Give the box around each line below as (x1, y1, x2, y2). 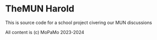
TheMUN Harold (5, 3, 74, 14)
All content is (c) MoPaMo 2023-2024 (5, 29, 85, 35)
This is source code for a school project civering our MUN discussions (5, 19, 152, 25)
